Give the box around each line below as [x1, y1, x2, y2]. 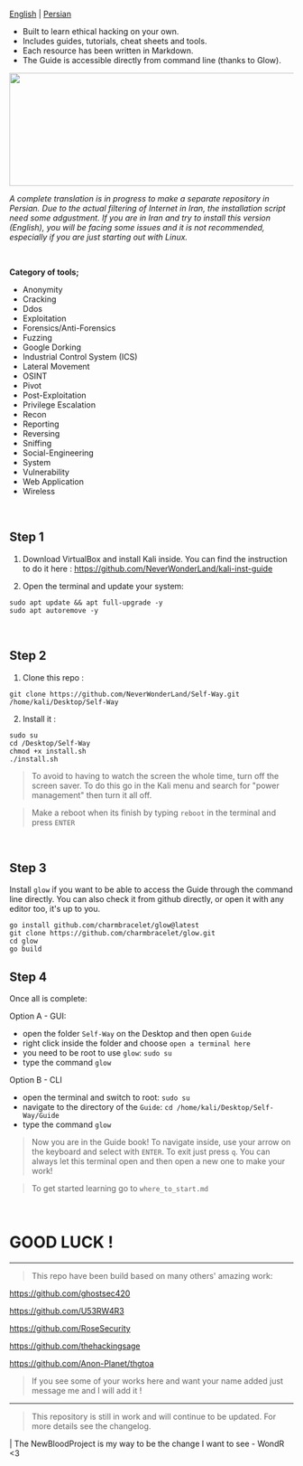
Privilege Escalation [22, 399, 96, 410]
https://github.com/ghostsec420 [9, 1288, 131, 1299]
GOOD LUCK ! [9, 1232, 115, 1253]
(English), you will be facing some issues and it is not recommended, [9, 222, 265, 232]
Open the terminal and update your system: [22, 580, 185, 591]
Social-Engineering [22, 447, 95, 458]
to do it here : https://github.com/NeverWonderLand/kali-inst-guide [22, 563, 273, 574]
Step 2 [9, 648, 47, 663]
